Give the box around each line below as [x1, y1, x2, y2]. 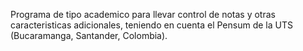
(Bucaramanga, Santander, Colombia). [10, 30, 168, 41]
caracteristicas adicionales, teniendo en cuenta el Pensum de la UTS [10, 19, 293, 31]
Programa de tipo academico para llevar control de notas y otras [10, 9, 276, 20]
